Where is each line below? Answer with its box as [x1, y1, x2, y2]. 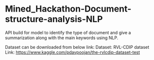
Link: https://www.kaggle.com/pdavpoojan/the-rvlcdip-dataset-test [5, 49, 140, 55]
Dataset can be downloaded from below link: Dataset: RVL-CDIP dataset [5, 44, 150, 50]
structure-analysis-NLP [5, 14, 103, 25]
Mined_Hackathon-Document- [5, 3, 132, 15]
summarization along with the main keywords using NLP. [5, 35, 119, 41]
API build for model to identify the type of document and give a [5, 30, 131, 35]
